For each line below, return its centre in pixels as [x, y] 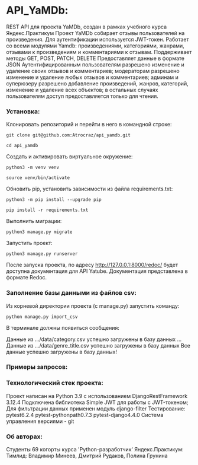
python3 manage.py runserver [42, 254]
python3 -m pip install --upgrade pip [54, 200]
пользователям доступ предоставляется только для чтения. [82, 96]
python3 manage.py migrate [39, 232]
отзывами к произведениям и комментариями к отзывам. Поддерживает [99, 52]
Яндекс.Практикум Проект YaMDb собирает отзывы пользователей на [95, 33]
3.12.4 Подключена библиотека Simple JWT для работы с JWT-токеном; [97, 402]
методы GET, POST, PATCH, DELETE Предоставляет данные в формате [95, 58]
